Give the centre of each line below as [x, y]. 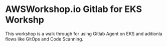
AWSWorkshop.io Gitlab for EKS [73, 9]
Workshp [25, 20]
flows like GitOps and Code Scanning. [44, 39]
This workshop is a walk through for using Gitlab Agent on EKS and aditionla [84, 33]
